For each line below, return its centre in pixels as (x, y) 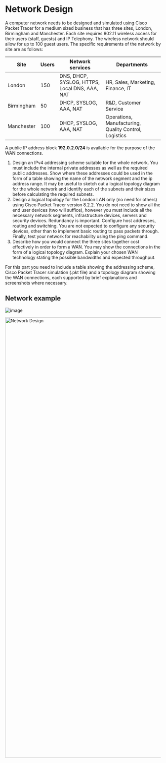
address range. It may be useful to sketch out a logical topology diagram (86, 183)
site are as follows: (24, 49)
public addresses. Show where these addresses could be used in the (83, 173)
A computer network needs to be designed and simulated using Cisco (76, 23)
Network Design (39, 9)
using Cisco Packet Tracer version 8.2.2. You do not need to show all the (86, 205)
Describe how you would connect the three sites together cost (76, 241)
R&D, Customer (123, 103)
